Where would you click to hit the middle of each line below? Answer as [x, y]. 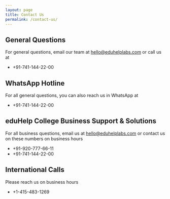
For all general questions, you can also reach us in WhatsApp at [72, 95]
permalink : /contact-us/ [31, 19]
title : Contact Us [25, 15]
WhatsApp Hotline [35, 83]
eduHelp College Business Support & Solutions [81, 121]
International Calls [35, 170]
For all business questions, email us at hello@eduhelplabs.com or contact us [85, 133]
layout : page [19, 10]
